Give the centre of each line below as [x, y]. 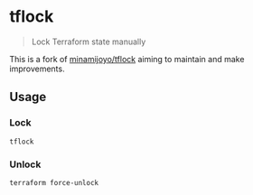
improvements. [37, 69]
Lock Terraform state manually [89, 42]
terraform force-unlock [54, 182]
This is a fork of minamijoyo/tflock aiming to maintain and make [127, 59]
